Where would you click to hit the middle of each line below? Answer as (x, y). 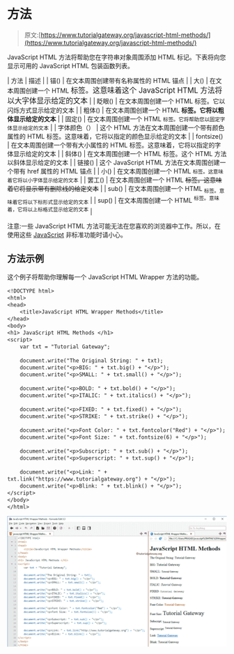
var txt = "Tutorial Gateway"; (65, 347)
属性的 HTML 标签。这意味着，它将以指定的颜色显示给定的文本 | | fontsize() (115, 136)
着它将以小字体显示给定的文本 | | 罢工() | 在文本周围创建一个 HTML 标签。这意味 (115, 180)
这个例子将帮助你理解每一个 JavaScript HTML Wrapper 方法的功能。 (105, 277)
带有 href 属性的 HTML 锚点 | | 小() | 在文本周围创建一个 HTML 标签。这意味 (118, 171)
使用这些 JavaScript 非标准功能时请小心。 (67, 235)
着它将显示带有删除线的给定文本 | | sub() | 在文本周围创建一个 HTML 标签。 (113, 189)
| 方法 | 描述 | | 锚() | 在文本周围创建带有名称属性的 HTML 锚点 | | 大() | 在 (111, 80)
